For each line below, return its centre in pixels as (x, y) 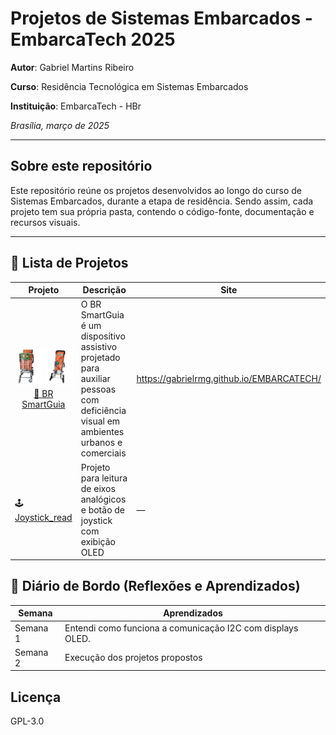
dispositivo (103, 336)
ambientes (102, 432)
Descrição (104, 290)
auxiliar (95, 379)
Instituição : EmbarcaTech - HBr (76, 106)
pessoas (98, 389)
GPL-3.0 (27, 721)
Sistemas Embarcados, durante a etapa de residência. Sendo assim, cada (162, 201)
